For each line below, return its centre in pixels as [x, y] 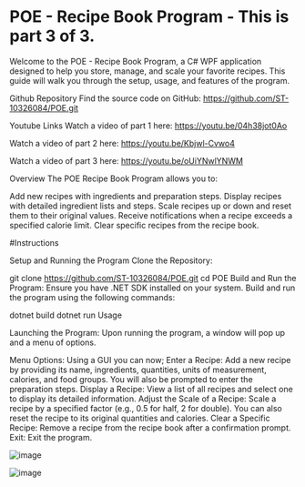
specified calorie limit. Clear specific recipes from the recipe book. [134, 225]
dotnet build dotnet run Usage [66, 315]
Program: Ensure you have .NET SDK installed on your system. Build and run [152, 288]
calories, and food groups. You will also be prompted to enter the [131, 379]
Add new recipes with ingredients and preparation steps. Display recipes [146, 196]
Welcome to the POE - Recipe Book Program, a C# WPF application [136, 61]
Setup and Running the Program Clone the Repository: [111, 260]
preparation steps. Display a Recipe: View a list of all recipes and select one [151, 389]
